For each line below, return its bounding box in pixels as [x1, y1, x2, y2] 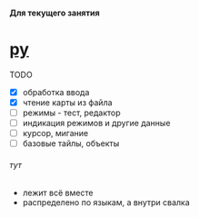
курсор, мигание [22, 127, 89, 138]
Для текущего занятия [9, 7, 100, 18]
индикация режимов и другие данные [22, 117, 171, 128]
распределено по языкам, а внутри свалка [22, 197, 191, 208]
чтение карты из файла [22, 96, 113, 108]
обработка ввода [22, 86, 90, 97]
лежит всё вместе [22, 187, 94, 199]
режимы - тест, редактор [22, 107, 121, 118]
